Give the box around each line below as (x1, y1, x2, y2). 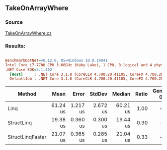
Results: (5, 42, 26, 49)
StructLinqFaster (7, 134, 47, 141)
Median (112, 91, 131, 98)
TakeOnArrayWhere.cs (5, 30, 52, 36)
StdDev (89, 91, 108, 98)
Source (5, 19, 23, 26)
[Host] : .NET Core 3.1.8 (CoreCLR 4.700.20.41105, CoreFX (9, 72, 143, 77)
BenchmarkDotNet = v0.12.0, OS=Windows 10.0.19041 (5, 58, 108, 63)
